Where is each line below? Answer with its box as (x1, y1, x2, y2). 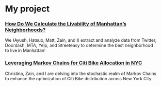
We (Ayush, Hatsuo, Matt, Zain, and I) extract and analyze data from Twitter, (5, 37, 157, 43)
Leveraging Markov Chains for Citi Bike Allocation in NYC (5, 60, 142, 66)
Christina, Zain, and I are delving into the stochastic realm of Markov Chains (5, 71, 157, 76)
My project (5, 3, 50, 14)
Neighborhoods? (5, 26, 46, 33)
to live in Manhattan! (5, 48, 46, 53)
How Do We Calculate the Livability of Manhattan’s (5, 21, 127, 27)
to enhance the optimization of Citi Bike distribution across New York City (5, 75, 152, 81)
